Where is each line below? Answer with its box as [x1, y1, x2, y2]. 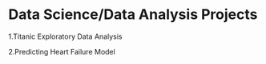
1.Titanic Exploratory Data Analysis [8, 32, 123, 41]
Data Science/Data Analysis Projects [8, 6, 258, 24]
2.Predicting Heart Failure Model [8, 47, 116, 56]
